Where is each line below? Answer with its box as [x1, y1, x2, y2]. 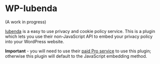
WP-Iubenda [5, 3, 58, 14]
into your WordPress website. [5, 38, 64, 44]
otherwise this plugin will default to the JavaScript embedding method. [5, 53, 147, 59]
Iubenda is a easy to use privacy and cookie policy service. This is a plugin [5, 28, 155, 34]
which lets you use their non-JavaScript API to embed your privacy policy [5, 33, 153, 39]
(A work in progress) [5, 19, 46, 25]
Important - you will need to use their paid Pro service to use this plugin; [5, 48, 151, 54]
